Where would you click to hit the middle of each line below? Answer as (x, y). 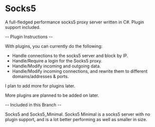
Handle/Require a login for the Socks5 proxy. (57, 61)
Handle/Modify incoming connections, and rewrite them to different (80, 71)
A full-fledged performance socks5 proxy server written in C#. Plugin (75, 22)
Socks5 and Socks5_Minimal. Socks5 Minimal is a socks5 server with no (77, 114)
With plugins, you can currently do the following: (54, 46)
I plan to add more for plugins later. (40, 85)
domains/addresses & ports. (40, 76)
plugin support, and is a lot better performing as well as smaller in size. (76, 119)
